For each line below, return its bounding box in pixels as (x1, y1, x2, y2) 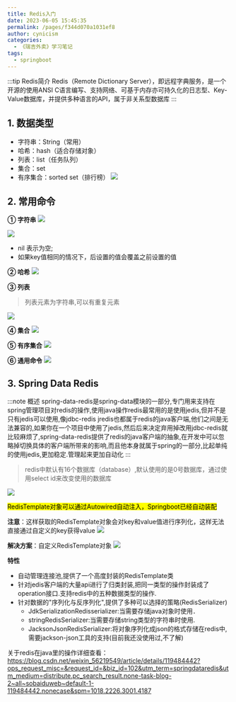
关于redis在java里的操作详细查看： (7, 649, 108, 657)
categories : (7, 37, 42, 44)
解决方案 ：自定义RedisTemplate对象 (7, 541, 112, 550)
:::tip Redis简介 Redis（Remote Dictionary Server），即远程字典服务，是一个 (7, 77, 227, 85)
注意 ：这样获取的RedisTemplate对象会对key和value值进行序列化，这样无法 (7, 518, 225, 526)
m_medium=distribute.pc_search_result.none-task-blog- (7, 672, 172, 680)
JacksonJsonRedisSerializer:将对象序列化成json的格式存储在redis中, (28, 625, 228, 633)
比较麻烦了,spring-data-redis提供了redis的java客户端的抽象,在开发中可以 (7, 433, 219, 441)
